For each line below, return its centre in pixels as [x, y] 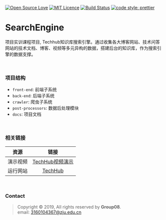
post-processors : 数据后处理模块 [46, 108]
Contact [15, 196]
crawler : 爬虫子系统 [32, 102]
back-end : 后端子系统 [33, 96]
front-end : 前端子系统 [34, 89]
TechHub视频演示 [53, 162]
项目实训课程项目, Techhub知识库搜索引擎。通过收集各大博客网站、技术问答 [83, 42]
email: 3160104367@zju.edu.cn [49, 212]
